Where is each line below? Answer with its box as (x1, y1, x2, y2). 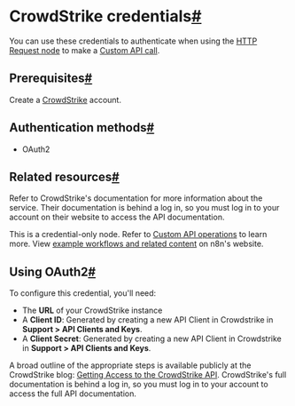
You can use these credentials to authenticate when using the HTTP (9, 36, 258, 46)
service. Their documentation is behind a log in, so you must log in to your (9, 203, 280, 213)
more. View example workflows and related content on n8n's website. (9, 238, 264, 250)
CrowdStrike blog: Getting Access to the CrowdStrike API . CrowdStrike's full (9, 370, 287, 380)
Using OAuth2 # (9, 264, 96, 279)
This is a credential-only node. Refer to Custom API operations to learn (9, 229, 268, 240)
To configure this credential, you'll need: (9, 288, 157, 299)
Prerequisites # (9, 71, 93, 86)
